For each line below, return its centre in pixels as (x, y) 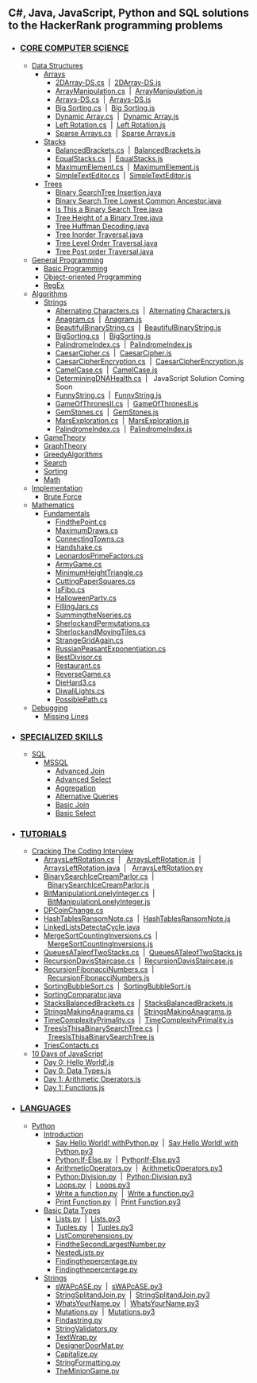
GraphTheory (65, 445)
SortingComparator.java (82, 995)
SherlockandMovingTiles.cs (101, 631)
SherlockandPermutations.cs (103, 623)
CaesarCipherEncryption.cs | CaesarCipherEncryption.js (150, 361)
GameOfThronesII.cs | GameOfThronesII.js (127, 403)
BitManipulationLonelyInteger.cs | (99, 893)
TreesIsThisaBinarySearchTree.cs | (101, 1028)
